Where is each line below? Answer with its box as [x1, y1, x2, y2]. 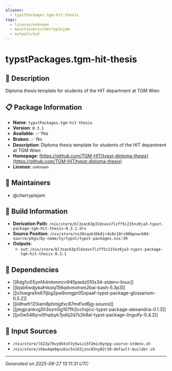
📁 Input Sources [5, 327, 57, 336]
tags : [5, 17, 17, 22]
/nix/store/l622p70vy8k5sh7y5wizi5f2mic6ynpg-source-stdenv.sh [12, 341, 151, 347]
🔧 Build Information [5, 207, 68, 216]
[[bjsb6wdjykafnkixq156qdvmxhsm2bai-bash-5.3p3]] [12, 285, 125, 291]
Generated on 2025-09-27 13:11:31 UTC [5, 361, 89, 367]
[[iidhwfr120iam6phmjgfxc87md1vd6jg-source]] [12, 301, 114, 307]
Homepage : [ [12, 153, 41, 159]
